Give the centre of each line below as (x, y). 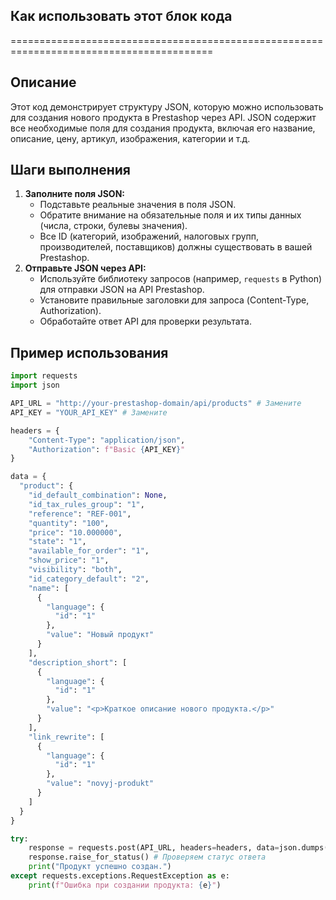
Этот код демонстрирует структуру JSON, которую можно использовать (167, 106)
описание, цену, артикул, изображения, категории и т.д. (130, 138)
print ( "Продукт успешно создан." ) (100, 867)
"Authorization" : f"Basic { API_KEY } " (107, 449)
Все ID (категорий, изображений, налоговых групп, (149, 236)
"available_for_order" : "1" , (89, 551)
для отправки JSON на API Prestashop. (122, 290)
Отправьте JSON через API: (85, 268)
